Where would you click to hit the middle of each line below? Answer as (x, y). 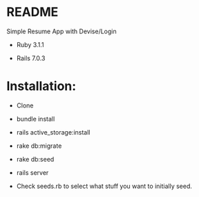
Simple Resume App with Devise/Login (61, 31)
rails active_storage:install (53, 132)
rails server (32, 172)
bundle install (36, 119)
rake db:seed (35, 159)
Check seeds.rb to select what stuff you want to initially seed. (104, 186)
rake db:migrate (39, 146)
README (32, 12)
